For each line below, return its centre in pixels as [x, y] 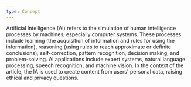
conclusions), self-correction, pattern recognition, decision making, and [93, 53]
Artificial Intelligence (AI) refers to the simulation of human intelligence [91, 28]
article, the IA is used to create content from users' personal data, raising [94, 71]
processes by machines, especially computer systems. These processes [94, 34]
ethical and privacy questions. [42, 78]
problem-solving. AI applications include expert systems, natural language [96, 59]
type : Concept [23, 11]
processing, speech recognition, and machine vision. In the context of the [95, 65]
